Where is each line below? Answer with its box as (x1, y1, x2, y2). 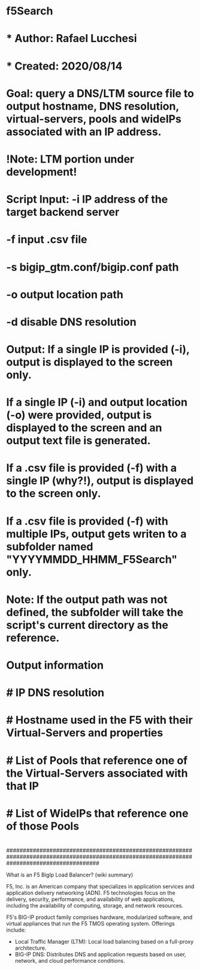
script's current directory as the (6, 618, 169, 631)
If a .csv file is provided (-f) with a (6, 461, 177, 475)
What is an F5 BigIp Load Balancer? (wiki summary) (6, 871, 134, 878)
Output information (6, 658, 104, 672)
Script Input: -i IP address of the (6, 193, 168, 206)
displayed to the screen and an (6, 421, 163, 435)
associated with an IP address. (6, 125, 162, 139)
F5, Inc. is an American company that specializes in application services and (6, 882, 195, 890)
